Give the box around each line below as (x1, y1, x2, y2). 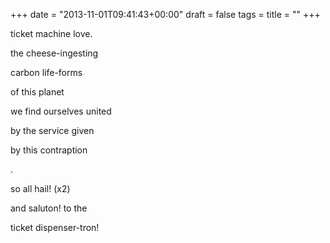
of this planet (10, 86, 65, 98)
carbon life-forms (10, 67, 83, 78)
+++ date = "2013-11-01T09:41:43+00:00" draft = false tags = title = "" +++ (10, 9, 321, 20)
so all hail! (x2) (10, 183, 71, 194)
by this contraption (10, 144, 88, 156)
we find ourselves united (10, 105, 112, 117)
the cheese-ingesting (10, 47, 99, 59)
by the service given (10, 125, 95, 136)
